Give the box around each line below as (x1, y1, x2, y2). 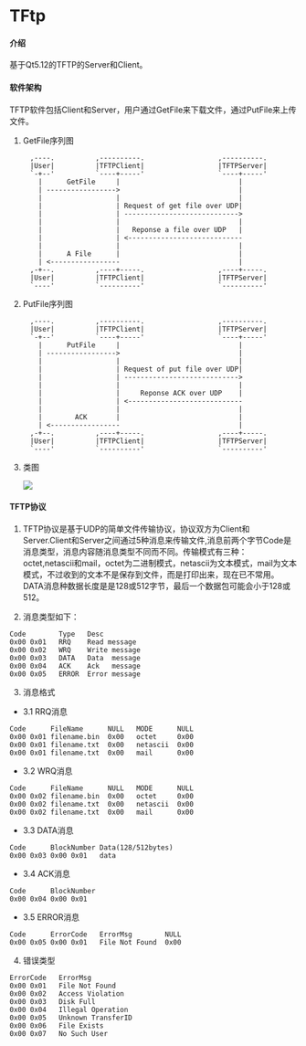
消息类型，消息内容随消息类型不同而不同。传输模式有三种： (22, 545, 248, 557)
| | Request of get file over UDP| (37, 201, 244, 210)
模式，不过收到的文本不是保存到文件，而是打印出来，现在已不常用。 (22, 568, 280, 580)
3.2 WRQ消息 (22, 765, 73, 777)
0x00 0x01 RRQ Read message (9, 637, 137, 647)
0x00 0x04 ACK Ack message (9, 661, 142, 671)
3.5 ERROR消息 (22, 911, 80, 923)
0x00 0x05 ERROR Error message (9, 669, 142, 679)
